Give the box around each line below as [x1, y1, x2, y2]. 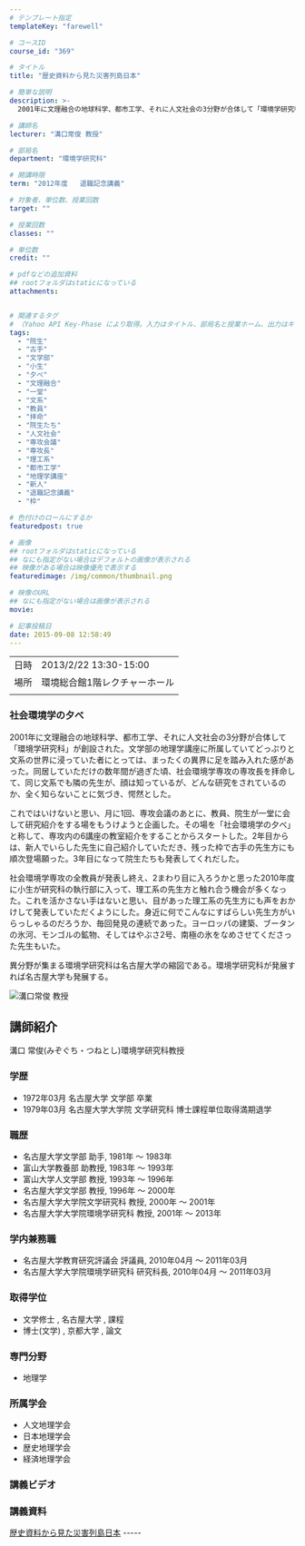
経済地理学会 [22, 1453, 71, 1464]
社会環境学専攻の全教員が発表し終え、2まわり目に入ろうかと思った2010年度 [9, 872, 295, 883]
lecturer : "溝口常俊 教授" [9, 129, 103, 139]
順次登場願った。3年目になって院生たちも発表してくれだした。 [9, 852, 245, 863]
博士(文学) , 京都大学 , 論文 [22, 1324, 123, 1335]
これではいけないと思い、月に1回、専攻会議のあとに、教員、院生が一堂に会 [9, 807, 290, 818]
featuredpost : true [9, 521, 84, 531]
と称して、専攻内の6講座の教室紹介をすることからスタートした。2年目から [9, 830, 290, 841]
